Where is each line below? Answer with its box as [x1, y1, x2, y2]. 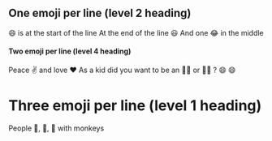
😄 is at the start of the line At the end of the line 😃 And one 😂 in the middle [8, 28, 264, 37]
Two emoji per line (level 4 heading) [8, 46, 132, 56]
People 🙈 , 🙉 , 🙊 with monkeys [8, 123, 105, 133]
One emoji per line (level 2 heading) [8, 6, 192, 20]
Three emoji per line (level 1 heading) [8, 96, 262, 115]
